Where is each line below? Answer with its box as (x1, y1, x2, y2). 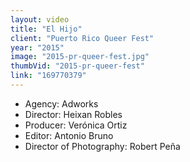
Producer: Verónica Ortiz (24, 119, 128, 131)
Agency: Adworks (24, 97, 99, 110)
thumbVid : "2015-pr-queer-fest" (10, 61, 145, 71)
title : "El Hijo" (10, 24, 83, 34)
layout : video (10, 14, 70, 25)
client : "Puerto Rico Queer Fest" (10, 33, 155, 43)
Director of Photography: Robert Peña (24, 140, 181, 152)
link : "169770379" (10, 71, 87, 81)
